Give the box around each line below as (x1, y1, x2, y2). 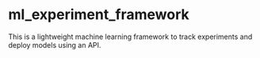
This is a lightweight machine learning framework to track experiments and (8, 32, 253, 41)
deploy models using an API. (8, 40, 101, 49)
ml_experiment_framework (8, 6, 189, 24)
